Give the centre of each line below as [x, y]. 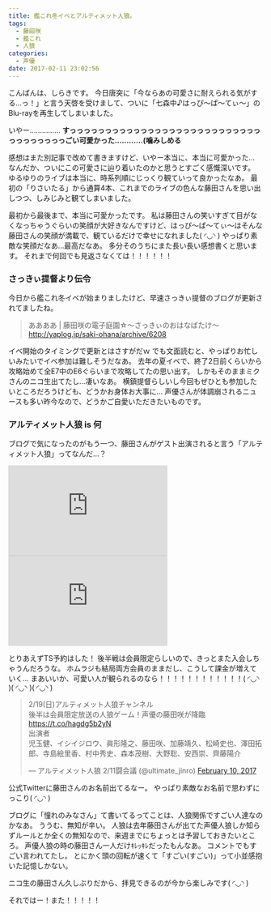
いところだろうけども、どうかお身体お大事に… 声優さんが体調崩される [125, 392]
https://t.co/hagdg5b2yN [70, 724]
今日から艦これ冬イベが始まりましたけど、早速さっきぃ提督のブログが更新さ [135, 298]
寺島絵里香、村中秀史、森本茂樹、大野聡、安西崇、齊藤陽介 [142, 753]
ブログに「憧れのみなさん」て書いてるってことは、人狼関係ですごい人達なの [135, 816]
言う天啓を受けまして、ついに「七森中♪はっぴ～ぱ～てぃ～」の [155, 103]
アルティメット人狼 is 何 [55, 424]
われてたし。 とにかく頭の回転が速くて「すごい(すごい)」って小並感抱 [146, 856]
